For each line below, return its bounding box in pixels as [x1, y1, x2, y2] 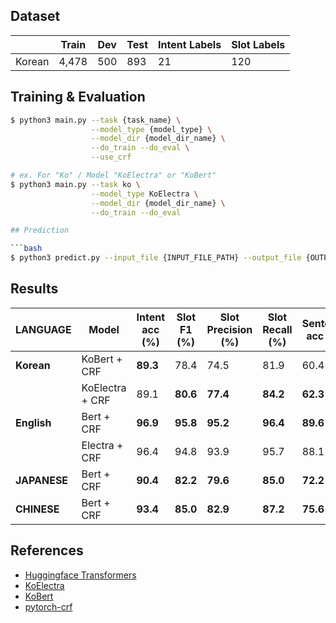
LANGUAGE [15, 322, 72, 336]
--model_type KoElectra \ [90, 189, 199, 199]
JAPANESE [15, 473, 69, 487]
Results [10, 280, 59, 298]
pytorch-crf [24, 600, 73, 613]
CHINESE [15, 502, 60, 516]
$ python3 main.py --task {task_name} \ [10, 115, 182, 125]
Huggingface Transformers [24, 569, 137, 581]
